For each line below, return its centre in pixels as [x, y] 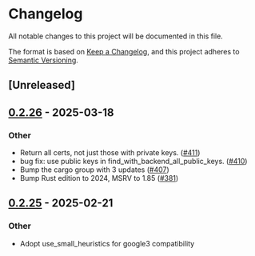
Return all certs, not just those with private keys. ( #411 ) [110, 153]
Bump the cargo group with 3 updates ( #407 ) [94, 170]
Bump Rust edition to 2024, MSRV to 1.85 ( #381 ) [99, 178]
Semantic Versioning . [43, 60]
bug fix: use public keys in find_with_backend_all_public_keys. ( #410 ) [133, 162]
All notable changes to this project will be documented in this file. [116, 36]
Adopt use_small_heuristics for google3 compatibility [107, 243]
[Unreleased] [42, 85]
